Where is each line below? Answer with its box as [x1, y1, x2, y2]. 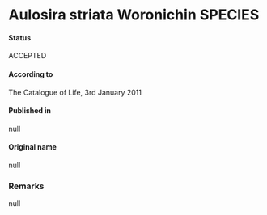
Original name [8, 142, 57, 152]
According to [8, 69, 53, 78]
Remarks [8, 180, 44, 192]
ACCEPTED [8, 51, 47, 61]
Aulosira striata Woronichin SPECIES [8, 6, 260, 24]
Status [8, 32, 32, 42]
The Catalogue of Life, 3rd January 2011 [8, 87, 142, 97]
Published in [8, 106, 51, 116]
